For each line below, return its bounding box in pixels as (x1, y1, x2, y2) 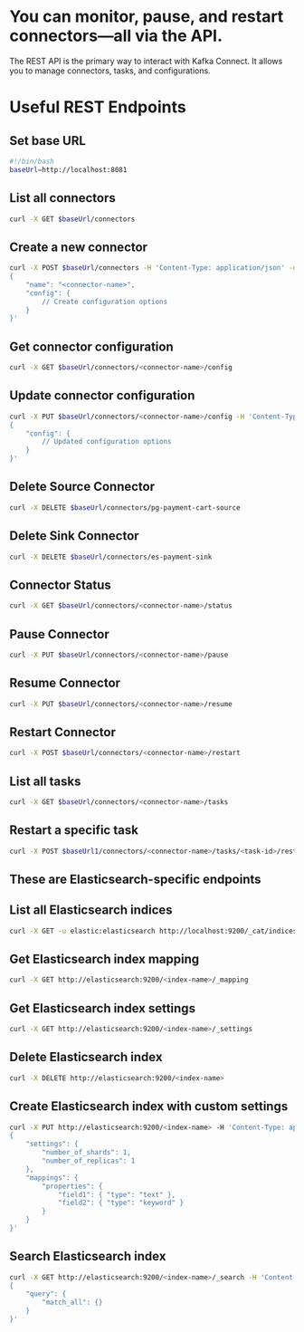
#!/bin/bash (9, 157, 54, 166)
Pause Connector (9, 627, 110, 642)
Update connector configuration (9, 388, 195, 404)
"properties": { (42, 1182, 103, 1191)
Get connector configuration (9, 339, 174, 354)
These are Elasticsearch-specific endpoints (9, 871, 261, 886)
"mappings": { (25, 1173, 79, 1183)
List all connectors (9, 190, 116, 206)
